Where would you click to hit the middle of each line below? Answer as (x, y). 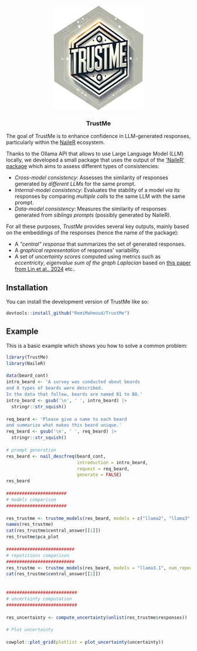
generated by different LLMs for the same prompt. (75, 184)
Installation (27, 288)
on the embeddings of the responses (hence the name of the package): (92, 233)
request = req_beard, (103, 469)
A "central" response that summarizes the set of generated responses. (100, 244)
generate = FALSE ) (99, 475)
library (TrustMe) (27, 357)
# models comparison (31, 499)
